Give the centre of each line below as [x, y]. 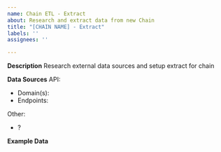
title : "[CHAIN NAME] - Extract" [56, 27]
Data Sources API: [34, 80]
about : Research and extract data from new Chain [81, 20]
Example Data [28, 141]
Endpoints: [33, 101]
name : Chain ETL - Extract [47, 14]
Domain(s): [33, 93]
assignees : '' [28, 40]
